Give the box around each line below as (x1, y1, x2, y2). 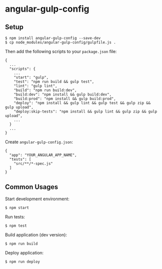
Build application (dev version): (5, 231, 67, 237)
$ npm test (5, 223, 27, 228)
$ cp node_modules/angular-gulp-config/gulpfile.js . (5, 40, 116, 45)
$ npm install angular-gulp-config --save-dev (5, 36, 101, 40)
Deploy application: (5, 250, 44, 255)
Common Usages (5, 183, 58, 191)
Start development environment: (5, 196, 69, 202)
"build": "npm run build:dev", (14, 88, 77, 93)
